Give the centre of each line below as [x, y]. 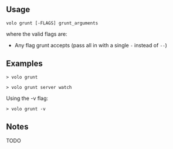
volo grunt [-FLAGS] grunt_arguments [52, 23]
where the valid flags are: [37, 34]
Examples [24, 64]
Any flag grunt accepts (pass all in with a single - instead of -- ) [91, 45]
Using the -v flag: [27, 98]
